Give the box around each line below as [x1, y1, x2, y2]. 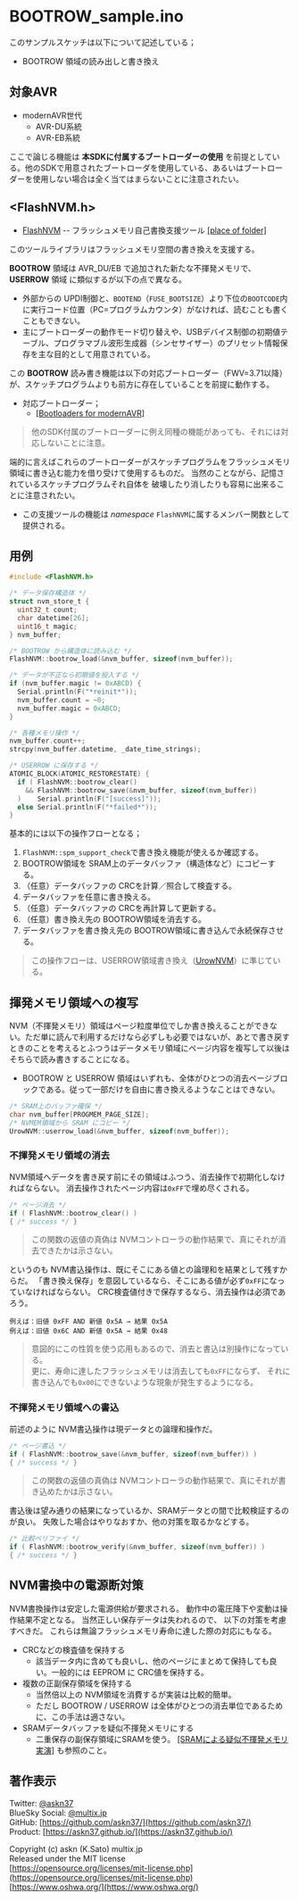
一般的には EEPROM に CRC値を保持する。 [51, 1666, 210, 1677]
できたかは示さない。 [38, 1245, 118, 1256]
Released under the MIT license [9, 1853, 127, 1864]
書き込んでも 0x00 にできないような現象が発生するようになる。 [30, 1377, 259, 1388]
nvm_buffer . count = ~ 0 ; [17, 695, 105, 704]
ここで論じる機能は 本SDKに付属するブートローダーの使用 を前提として [9, 151, 272, 162]
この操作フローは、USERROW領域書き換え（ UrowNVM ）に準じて [30, 955, 274, 966]
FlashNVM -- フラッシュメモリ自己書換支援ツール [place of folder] [21, 225, 267, 236]
